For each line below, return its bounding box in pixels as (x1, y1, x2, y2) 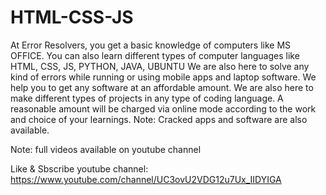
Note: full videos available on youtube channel (10, 143, 202, 155)
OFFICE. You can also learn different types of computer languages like (10, 49, 300, 61)
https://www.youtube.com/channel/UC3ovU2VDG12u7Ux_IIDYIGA (10, 173, 282, 185)
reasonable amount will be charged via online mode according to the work (10, 102, 317, 115)
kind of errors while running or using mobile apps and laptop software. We (10, 71, 317, 83)
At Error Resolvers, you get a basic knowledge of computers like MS (10, 39, 292, 51)
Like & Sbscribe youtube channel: (10, 162, 149, 175)
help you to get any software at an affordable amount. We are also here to (10, 81, 314, 93)
